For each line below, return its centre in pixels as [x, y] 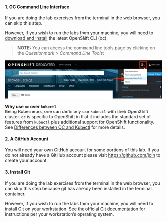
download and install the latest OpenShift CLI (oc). [57, 38]
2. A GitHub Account [27, 139]
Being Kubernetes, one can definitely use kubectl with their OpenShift [77, 111]
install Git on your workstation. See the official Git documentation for [75, 209]
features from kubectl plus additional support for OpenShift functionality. [80, 122]
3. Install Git [18, 172]
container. [15, 194]
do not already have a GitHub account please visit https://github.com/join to [83, 155]
